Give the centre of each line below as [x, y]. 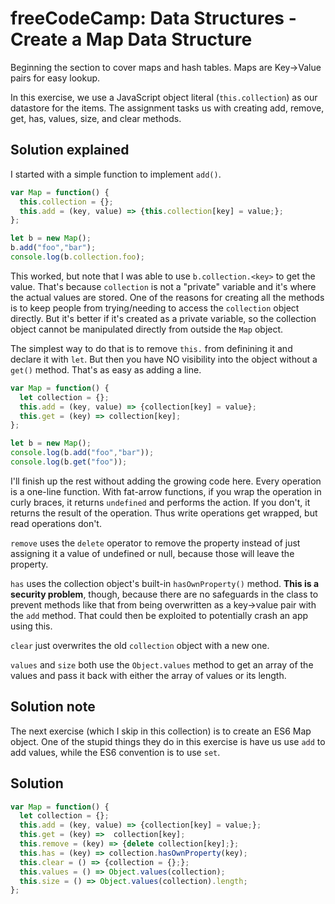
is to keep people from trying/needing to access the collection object [155, 308]
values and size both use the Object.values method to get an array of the [162, 664]
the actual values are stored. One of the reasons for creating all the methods [167, 297]
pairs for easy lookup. [55, 78]
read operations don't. [56, 523]
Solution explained [70, 150]
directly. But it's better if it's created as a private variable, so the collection [163, 318]
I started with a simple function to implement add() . [116, 174]
